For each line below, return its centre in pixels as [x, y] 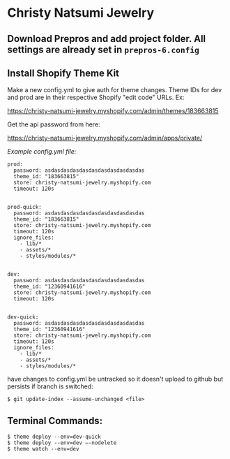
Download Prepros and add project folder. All [107, 39]
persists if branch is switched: [51, 386]
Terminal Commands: [55, 421]
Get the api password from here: [54, 124]
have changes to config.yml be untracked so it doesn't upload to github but [115, 379]
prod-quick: [24, 207]
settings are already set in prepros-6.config [103, 49]
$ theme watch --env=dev [43, 449]
